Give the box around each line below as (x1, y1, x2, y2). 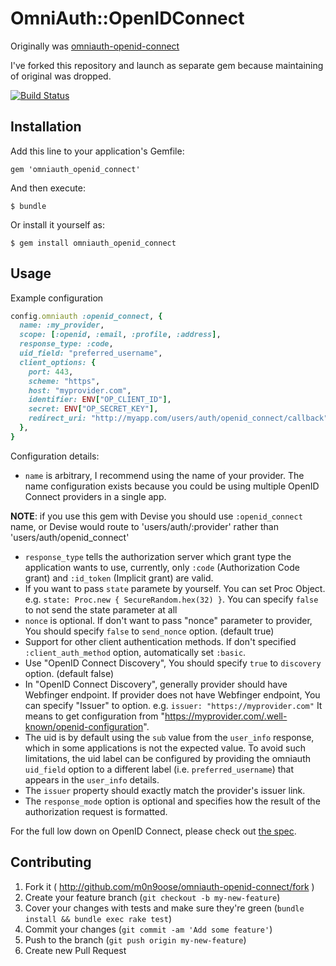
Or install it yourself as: (10, 218, 105, 231)
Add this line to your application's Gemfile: (10, 145, 185, 157)
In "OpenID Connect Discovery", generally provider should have (24, 678, 288, 690)
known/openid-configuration (24, 720, 144, 732)
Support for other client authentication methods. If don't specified (24, 635, 297, 647)
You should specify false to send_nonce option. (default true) (24, 625, 275, 637)
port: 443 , (28, 367, 74, 377)
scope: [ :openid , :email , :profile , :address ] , (19, 330, 222, 340)
